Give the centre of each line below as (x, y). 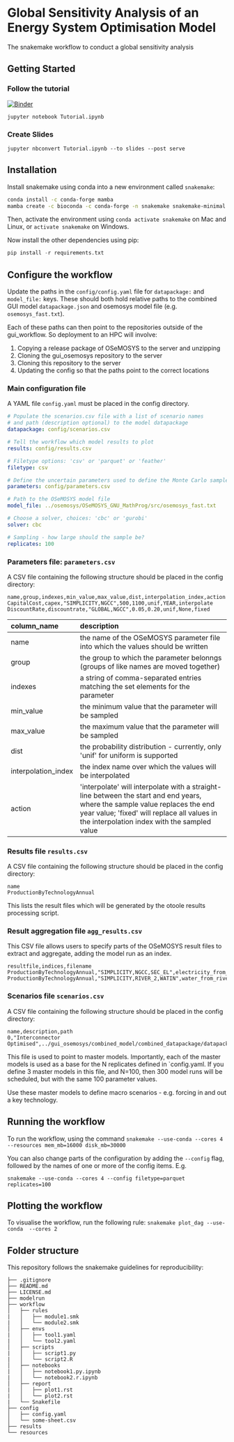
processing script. (33, 913)
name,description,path (40, 1031)
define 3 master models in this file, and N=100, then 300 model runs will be (115, 1071)
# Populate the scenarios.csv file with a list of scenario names (106, 416)
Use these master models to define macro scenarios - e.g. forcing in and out (117, 1092)
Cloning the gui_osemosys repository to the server (89, 356)
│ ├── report (29, 1384)
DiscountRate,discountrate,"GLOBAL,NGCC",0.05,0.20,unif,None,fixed (109, 609)
